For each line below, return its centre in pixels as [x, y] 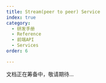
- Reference [27, 34]
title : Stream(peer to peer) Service [53, 12]
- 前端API [23, 40]
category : [19, 23]
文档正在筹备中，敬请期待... [40, 74]
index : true [21, 17]
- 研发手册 [23, 29]
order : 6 [17, 51]
